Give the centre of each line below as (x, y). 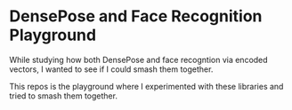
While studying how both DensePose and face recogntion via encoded (139, 59)
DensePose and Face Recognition (136, 16)
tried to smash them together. (64, 96)
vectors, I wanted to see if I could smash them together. (111, 69)
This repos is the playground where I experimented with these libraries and (146, 86)
